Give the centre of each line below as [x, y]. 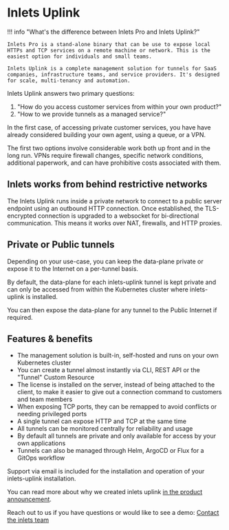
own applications [41, 443]
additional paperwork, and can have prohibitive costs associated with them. [114, 163]
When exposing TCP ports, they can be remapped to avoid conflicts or [117, 407]
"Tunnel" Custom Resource [56, 378]
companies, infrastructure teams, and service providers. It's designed [113, 74]
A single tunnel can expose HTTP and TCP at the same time [102, 421]
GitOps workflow [41, 458]
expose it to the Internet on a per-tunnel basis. [73, 268]
